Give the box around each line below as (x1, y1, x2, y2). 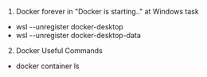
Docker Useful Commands (15, 46, 103, 55)
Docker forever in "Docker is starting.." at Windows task (15, 7, 199, 16)
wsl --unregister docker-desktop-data (15, 31, 142, 40)
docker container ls (15, 61, 80, 71)
